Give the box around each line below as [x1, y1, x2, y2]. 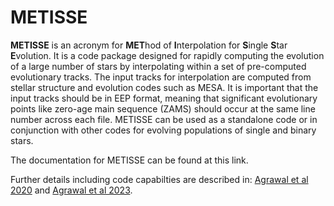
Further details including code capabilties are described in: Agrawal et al [10, 173, 309, 185]
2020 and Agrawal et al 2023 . [10, 184, 133, 196]
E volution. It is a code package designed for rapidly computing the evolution [10, 49, 325, 61]
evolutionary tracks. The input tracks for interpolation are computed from [10, 71, 312, 83]
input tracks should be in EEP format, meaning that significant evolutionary [10, 92, 318, 104]
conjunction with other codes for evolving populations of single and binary [10, 124, 317, 136]
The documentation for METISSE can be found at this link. [10, 154, 249, 166]
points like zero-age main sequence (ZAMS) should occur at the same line [10, 102, 316, 115]
